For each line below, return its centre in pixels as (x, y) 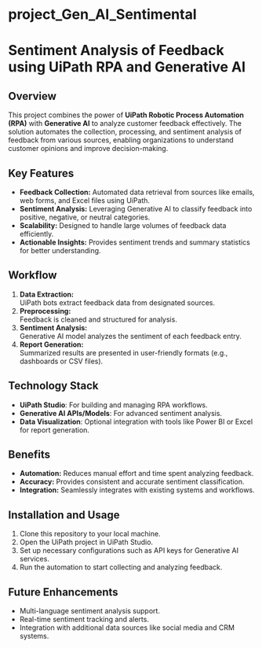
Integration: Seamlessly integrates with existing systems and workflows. (137, 490)
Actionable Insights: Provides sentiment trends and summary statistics (135, 242)
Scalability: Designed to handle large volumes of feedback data (123, 225)
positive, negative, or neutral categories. (85, 217)
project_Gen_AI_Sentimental (103, 15)
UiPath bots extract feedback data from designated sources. (117, 302)
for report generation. (55, 429)
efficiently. (36, 234)
